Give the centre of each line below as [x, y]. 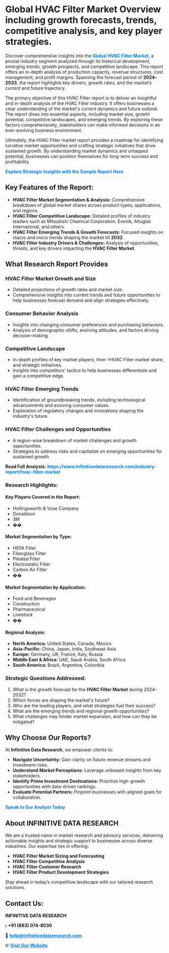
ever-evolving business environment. [44, 130]
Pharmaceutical [29, 609]
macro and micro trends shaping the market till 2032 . [68, 237]
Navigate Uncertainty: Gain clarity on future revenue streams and [81, 760]
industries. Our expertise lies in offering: [47, 846]
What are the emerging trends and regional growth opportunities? [81, 711]
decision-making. [31, 335]
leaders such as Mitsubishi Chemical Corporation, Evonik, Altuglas [82, 221]
